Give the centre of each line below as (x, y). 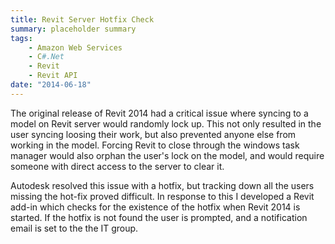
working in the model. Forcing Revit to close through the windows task (155, 145)
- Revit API (53, 76)
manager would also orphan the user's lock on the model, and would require (167, 155)
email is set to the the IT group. (74, 228)
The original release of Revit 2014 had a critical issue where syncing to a (159, 113)
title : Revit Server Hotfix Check (82, 19)
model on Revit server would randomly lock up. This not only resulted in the (166, 123)
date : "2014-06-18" (51, 85)
